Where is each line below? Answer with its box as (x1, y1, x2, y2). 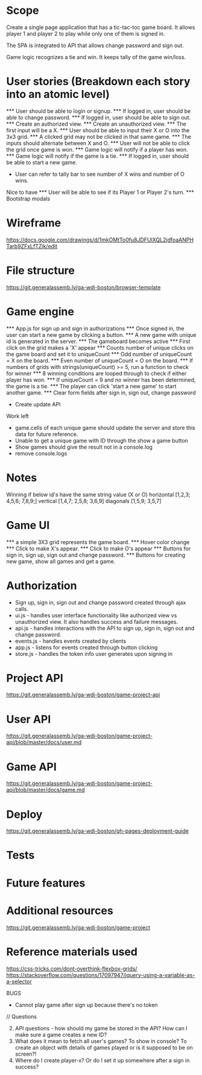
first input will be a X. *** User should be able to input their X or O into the (6, 126, 190, 133)
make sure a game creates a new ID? (14, 1031, 107, 1038)
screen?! (14, 1050, 37, 1057)
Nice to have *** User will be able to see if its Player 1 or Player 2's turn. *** (6, 188, 194, 196)
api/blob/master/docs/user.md (6, 739, 82, 746)
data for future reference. (14, 430, 78, 438)
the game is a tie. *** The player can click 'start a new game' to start (6, 382, 177, 390)
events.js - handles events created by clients (14, 637, 127, 644)
